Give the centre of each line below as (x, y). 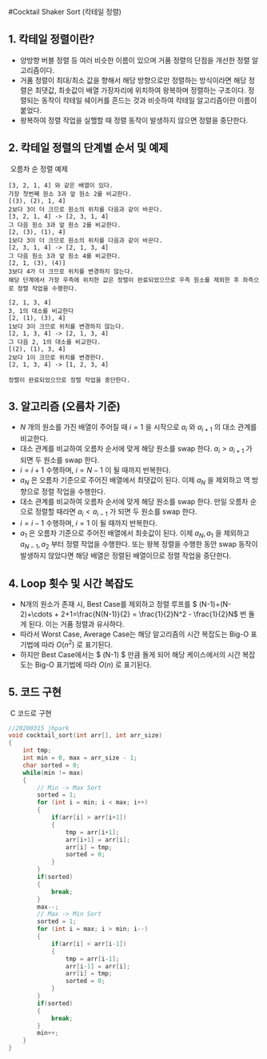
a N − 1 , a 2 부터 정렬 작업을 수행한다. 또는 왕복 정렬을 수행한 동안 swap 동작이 (139, 545)
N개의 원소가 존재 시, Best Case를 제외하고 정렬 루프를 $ (108, 604)
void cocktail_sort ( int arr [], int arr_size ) (85, 736)
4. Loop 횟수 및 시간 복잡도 (71, 583)
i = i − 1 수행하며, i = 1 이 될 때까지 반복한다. (89, 523)
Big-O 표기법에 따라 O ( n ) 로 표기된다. (93, 664)
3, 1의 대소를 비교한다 (41, 311)
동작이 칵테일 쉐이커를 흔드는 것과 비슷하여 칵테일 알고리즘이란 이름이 (149, 100)
